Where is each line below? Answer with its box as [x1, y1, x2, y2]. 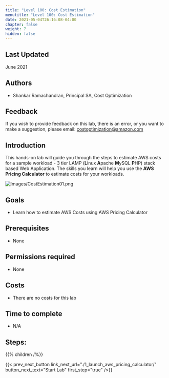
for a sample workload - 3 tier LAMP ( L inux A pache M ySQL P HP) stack [5, 160, 155, 166]
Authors [5, 79, 32, 88]
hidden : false [5, 31, 36, 36]
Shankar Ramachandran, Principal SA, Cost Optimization [12, 92, 132, 98]
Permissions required [5, 253, 75, 261]
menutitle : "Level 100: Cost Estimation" [5, 12, 95, 17]
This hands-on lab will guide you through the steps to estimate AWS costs [5, 155, 161, 161]
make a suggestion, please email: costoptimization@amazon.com [5, 126, 143, 132]
